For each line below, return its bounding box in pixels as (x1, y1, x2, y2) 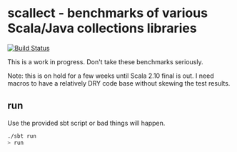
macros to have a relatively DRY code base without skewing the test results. (7, 78, 231, 87)
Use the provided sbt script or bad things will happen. (7, 118, 166, 127)
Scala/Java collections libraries (7, 20, 198, 36)
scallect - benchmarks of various (7, 5, 208, 21)
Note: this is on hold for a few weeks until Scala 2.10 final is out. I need (7, 71, 214, 80)
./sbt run (7, 132, 37, 140)
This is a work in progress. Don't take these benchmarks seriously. (7, 57, 203, 66)
